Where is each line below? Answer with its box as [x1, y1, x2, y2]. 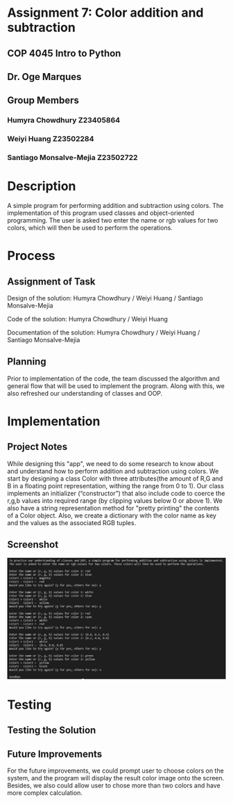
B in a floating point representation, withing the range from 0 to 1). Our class [7, 481, 224, 490]
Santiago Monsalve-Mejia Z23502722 [7, 153, 138, 163]
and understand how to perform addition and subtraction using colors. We [7, 467, 219, 475]
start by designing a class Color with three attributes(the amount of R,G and [7, 474, 223, 483]
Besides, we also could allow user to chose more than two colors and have [7, 781, 221, 790]
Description [7, 179, 76, 194]
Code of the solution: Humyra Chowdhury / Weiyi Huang [7, 315, 168, 323]
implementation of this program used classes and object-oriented [7, 209, 195, 217]
